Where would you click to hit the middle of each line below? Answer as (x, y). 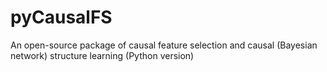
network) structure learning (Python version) (102, 55)
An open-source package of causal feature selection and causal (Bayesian (164, 45)
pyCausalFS (61, 17)
